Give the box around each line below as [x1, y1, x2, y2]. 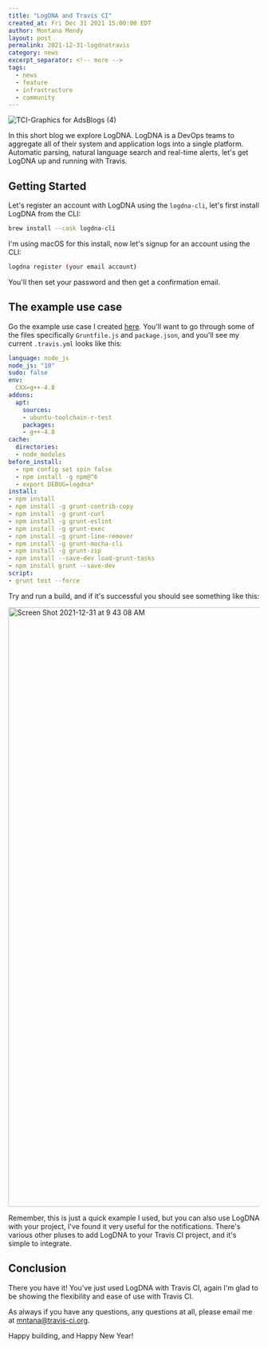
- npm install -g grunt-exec [8, 525, 105, 533]
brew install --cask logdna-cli [8, 224, 116, 232]
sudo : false [8, 369, 48, 377]
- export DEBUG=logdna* [15, 480, 94, 488]
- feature [15, 78, 48, 86]
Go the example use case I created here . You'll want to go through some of [8, 321, 255, 331]
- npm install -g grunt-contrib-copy [8, 502, 134, 511]
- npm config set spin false [15, 465, 112, 474]
